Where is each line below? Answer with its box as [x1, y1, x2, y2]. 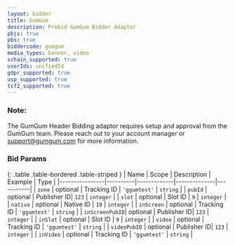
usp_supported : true [7, 75, 68, 83]
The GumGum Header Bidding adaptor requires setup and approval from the [7, 121, 228, 130]
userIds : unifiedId [7, 63, 65, 70]
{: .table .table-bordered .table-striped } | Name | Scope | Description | [7, 170, 211, 178]
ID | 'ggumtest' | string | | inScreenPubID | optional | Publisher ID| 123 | [7, 207, 209, 215]
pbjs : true [7, 30, 39, 37]
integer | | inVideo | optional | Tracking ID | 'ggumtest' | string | [7, 230, 193, 238]
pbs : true [7, 37, 36, 44]
